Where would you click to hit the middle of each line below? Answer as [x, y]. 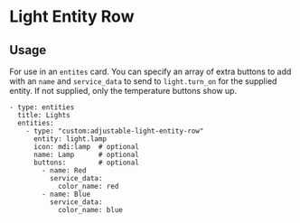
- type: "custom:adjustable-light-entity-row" [115, 131]
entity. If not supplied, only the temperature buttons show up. [123, 91]
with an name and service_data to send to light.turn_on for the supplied [143, 81]
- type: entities [42, 107]
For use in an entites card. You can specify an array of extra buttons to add [150, 71]
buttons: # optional [86, 163]
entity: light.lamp [70, 139]
